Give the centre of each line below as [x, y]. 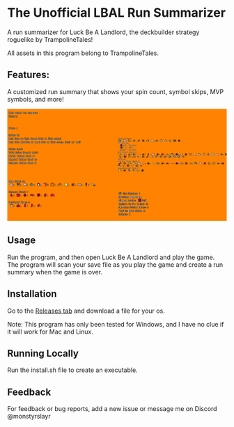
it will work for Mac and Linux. [50, 332]
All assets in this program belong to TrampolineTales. [83, 53]
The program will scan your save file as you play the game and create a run [115, 264]
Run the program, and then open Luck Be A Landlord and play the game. [111, 257]
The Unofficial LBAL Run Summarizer [117, 13]
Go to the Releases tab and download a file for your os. [86, 311]
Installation [32, 294]
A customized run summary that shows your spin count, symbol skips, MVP [116, 91]
